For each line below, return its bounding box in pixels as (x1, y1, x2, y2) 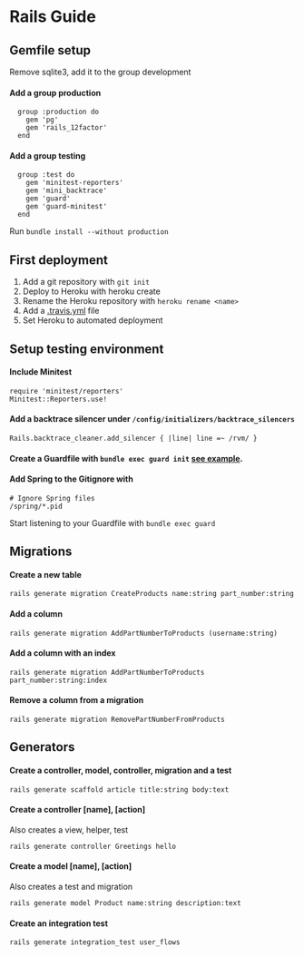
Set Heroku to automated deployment (22, 315, 163, 326)
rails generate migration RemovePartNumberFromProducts (9, 715, 225, 725)
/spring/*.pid (9, 502, 64, 511)
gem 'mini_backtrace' (25, 186, 107, 196)
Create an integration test (9, 918, 109, 929)
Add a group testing (9, 150, 86, 161)
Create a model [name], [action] (9, 861, 132, 872)
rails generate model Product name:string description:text (9, 899, 242, 908)
